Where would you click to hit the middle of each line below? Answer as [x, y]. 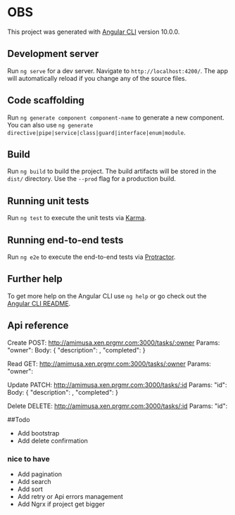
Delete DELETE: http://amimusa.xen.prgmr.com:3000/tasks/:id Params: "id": [118, 406]
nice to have [29, 459]
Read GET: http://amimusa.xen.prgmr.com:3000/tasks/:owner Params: [109, 364]
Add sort [30, 489]
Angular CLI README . [39, 303]
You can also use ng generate [50, 125]
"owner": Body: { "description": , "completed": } [76, 350]
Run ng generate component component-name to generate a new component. [116, 117]
